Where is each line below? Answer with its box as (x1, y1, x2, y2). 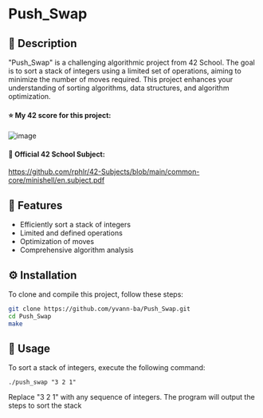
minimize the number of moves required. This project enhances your (8, 75, 234, 84)
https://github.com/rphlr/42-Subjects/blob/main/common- (8, 167, 200, 176)
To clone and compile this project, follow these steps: (8, 290, 183, 299)
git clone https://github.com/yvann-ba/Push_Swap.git (8, 305, 191, 313)
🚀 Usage (8, 342, 50, 356)
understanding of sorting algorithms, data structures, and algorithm (8, 83, 230, 93)
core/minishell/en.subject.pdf (8, 175, 105, 185)
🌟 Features (8, 199, 63, 212)
